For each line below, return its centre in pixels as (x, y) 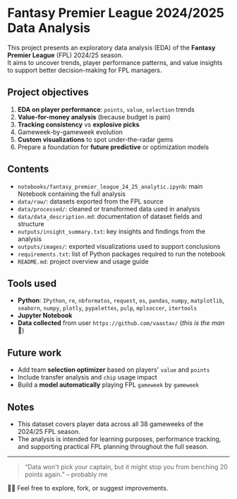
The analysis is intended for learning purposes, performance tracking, (119, 439)
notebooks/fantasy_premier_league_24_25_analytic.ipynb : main (110, 186)
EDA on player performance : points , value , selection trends (106, 109)
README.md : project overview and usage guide (83, 261)
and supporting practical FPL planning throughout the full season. (113, 446)
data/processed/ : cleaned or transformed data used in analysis (109, 209)
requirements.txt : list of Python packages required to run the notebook (121, 254)
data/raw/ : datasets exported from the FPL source (90, 201)
